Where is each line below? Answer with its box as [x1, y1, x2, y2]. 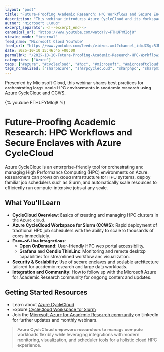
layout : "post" [5, 7, 36, 12]
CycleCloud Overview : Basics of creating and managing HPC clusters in [12, 212, 159, 218]
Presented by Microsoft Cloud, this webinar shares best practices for [5, 80, 144, 86]
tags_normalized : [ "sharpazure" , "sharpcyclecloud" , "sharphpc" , [5, 66, 141, 71]
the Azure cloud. [12, 217, 46, 223]
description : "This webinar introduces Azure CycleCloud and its [5, 16, 141, 21]
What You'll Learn [5, 199, 61, 207]
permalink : [5, 52, 27, 58]
